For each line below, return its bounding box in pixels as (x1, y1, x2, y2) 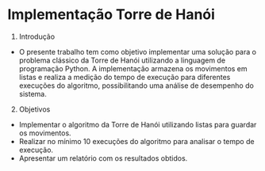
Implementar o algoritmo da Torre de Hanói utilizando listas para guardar (18, 120, 257, 129)
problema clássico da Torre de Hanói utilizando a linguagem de (18, 55, 226, 65)
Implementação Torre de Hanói (7, 6, 216, 24)
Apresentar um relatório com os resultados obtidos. (18, 153, 188, 163)
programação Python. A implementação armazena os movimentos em (18, 63, 248, 73)
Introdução (18, 32, 56, 41)
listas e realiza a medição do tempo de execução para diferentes (18, 72, 231, 82)
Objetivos (18, 104, 51, 114)
